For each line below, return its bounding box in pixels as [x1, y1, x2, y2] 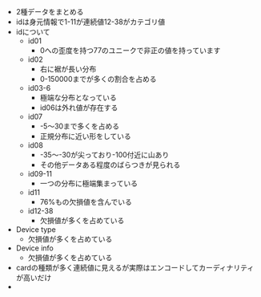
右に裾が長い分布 [39, 64, 97, 74]
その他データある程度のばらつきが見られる [39, 160, 181, 169]
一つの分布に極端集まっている [39, 179, 139, 188]
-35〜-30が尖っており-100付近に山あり [39, 150, 170, 159]
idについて [15, 27, 50, 36]
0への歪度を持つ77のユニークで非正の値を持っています [39, 46, 221, 55]
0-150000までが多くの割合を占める [39, 75, 157, 83]
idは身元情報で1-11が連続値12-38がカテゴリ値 [15, 17, 166, 26]
